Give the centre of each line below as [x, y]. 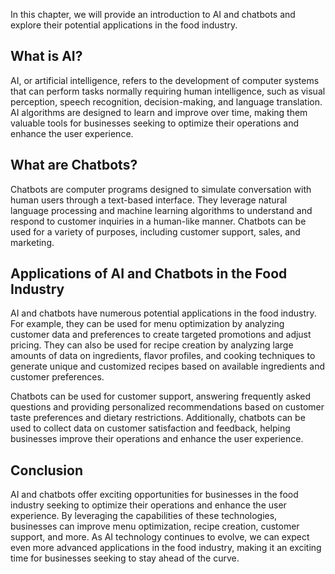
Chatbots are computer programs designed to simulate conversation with [161, 189]
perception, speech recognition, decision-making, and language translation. [166, 101]
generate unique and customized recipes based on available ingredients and [167, 366]
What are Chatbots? [74, 165]
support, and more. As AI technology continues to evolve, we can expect [160, 537]
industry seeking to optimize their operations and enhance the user [148, 505]
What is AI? [46, 56]
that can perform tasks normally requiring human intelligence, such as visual [168, 91]
